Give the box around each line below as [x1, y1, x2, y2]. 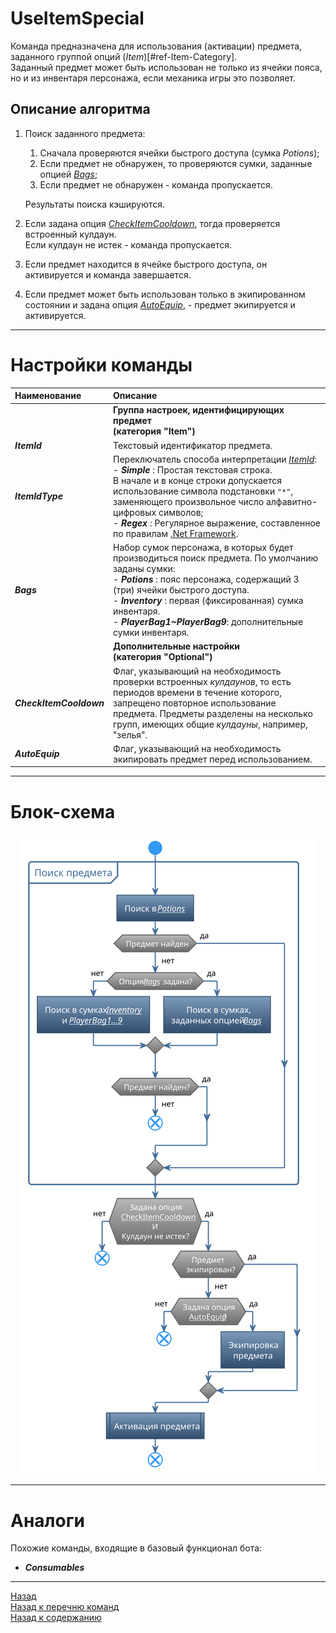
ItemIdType [14, 490, 63, 502]
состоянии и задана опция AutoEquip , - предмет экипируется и [24, 298, 296, 311]
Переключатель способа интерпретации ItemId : [113, 453, 318, 465]
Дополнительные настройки [113, 640, 241, 652]
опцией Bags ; [39, 168, 98, 180]
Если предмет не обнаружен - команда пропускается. [39, 178, 273, 191]
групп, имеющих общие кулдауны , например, [113, 718, 308, 730]
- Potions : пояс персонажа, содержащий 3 [113, 573, 300, 586]
